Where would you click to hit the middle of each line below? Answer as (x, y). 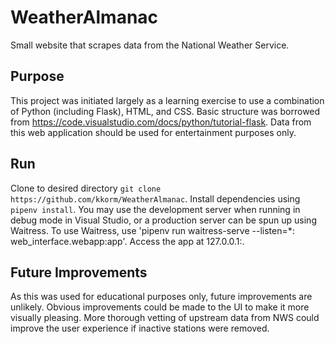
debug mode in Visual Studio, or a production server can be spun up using (163, 220)
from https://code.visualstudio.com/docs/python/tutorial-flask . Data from (161, 122)
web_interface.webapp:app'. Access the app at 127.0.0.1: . (127, 241)
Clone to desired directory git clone (86, 188)
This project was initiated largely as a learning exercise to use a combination (167, 100)
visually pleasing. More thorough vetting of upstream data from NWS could (165, 318)
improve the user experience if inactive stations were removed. (140, 328)
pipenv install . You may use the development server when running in (155, 209)
